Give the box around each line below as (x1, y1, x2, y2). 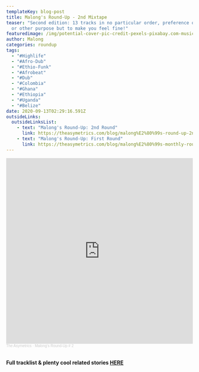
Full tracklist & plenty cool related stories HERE (6, 359, 124, 366)
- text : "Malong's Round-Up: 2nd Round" (17, 125, 118, 131)
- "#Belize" (11, 102, 41, 109)
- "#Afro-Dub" (11, 58, 46, 64)
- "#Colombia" (11, 81, 46, 87)
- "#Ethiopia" (11, 92, 46, 97)
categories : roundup (6, 42, 57, 48)
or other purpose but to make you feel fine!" (11, 25, 129, 31)
